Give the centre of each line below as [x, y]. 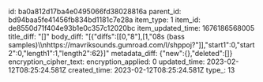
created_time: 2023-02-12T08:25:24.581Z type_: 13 [152, 70]
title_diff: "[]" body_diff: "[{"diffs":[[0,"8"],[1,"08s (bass [97, 36]
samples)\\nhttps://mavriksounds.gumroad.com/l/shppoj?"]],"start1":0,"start [131, 45]
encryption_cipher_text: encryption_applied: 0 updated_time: [107, 61]
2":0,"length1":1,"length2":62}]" [59, 53]
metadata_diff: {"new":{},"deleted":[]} [172, 53]
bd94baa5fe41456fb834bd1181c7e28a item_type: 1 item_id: [105, 20]
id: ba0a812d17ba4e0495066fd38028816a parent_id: [95, 11]
